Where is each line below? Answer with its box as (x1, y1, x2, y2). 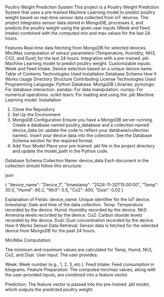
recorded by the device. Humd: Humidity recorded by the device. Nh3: (5, 207, 148, 213)
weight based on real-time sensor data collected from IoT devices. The (5, 15, 149, 20)
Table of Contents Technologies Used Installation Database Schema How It (5, 71, 157, 76)
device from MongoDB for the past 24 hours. (5, 228, 96, 233)
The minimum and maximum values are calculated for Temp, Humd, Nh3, (5, 247, 153, 252)
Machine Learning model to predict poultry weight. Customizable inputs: (5, 61, 151, 66)
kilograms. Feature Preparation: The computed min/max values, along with (5, 267, 156, 272)
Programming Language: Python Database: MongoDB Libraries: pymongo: (5, 81, 156, 87)
